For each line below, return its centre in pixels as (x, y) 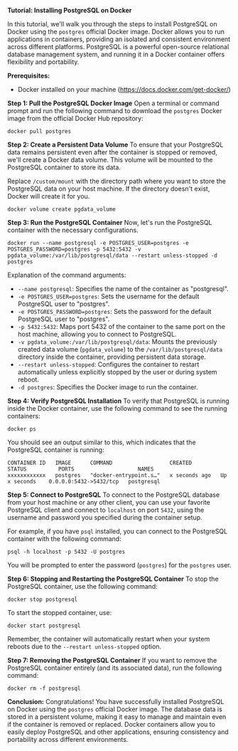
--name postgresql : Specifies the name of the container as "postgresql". (123, 289)
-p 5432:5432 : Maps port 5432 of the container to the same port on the (121, 326)
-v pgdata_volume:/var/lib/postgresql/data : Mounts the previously (117, 342)
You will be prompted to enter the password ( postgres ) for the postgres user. (119, 565)
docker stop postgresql (43, 599)
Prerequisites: (29, 75)
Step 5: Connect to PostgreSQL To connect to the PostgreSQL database (114, 495)
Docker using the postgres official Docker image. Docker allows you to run (116, 32)
